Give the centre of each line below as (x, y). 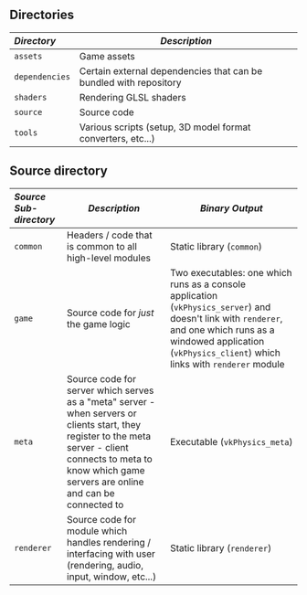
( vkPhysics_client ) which (225, 353)
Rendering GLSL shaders (132, 97)
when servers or (102, 413)
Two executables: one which (231, 272)
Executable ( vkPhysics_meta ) (232, 441)
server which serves (111, 390)
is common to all (102, 246)
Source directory (58, 171)
